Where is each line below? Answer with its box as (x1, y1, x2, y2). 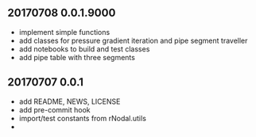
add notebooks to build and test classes (18, 44, 150, 54)
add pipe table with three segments (18, 52, 136, 62)
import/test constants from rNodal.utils (18, 113, 146, 123)
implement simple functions (18, 27, 111, 36)
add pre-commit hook (18, 105, 91, 114)
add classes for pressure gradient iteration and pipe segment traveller (18, 36, 248, 45)
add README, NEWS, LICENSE (18, 97, 121, 106)
